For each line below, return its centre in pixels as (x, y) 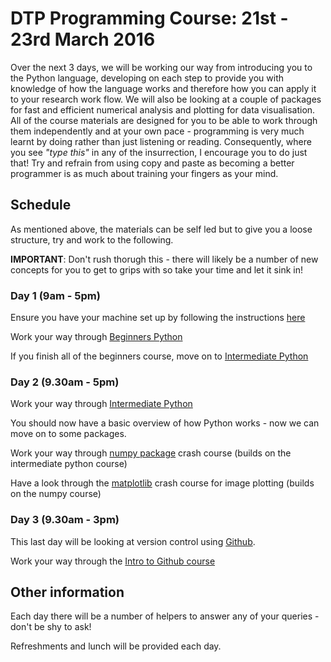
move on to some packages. (68, 434)
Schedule (41, 205)
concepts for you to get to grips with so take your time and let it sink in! (156, 269)
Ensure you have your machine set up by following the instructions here (158, 318)
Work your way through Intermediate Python (101, 404)
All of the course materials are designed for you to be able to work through (164, 120)
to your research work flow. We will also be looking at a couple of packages (166, 99)
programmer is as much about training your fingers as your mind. (144, 173)
